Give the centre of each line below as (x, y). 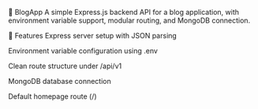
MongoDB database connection (60, 81)
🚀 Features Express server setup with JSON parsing (93, 36)
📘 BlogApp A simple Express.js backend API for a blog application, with (123, 12)
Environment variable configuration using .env (83, 51)
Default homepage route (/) (52, 96)
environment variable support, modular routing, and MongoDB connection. (129, 20)
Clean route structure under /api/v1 (65, 66)
